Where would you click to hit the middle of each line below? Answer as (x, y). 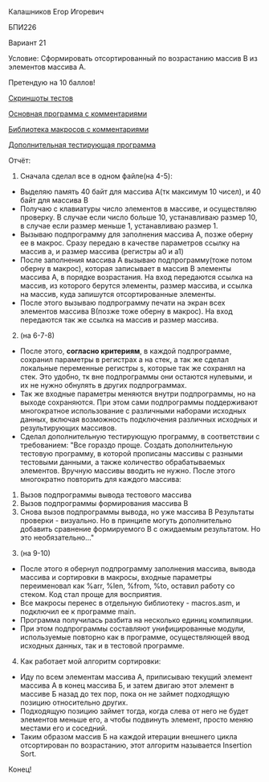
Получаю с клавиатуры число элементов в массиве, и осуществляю (138, 209)
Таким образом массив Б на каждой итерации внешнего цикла (128, 737)
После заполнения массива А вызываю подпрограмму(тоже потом (136, 260)
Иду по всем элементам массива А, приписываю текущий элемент (136, 677)
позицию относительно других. (74, 702)
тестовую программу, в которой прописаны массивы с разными (131, 453)
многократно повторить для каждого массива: (101, 479)
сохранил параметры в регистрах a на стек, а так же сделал (124, 360)
